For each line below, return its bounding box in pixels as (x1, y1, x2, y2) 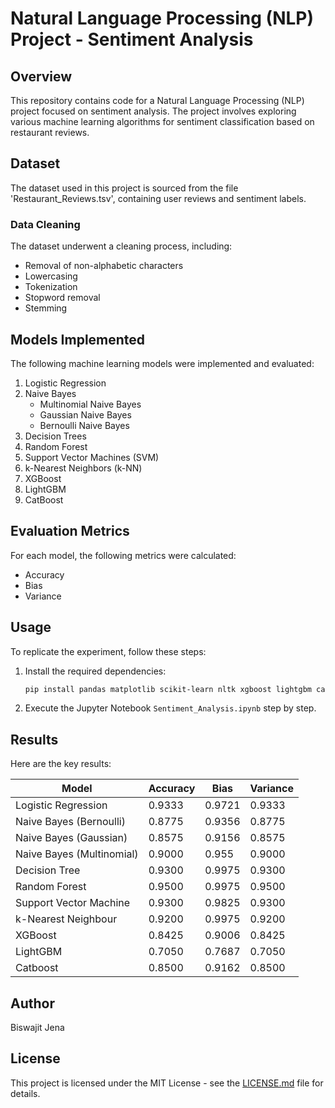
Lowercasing (24, 270, 78, 282)
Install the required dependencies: (24, 665, 167, 677)
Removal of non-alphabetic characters (24, 260, 184, 272)
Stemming (24, 302, 68, 314)
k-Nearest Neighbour (15, 912, 118, 926)
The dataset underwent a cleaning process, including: (10, 240, 233, 252)
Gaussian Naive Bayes (39, 408, 132, 421)
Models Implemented (10, 331, 146, 348)
